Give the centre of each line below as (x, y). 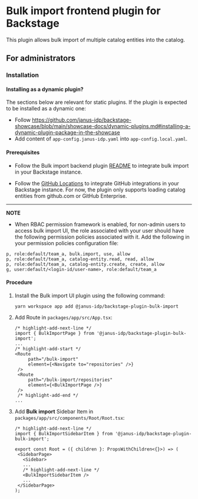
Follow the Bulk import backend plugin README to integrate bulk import (102, 165)
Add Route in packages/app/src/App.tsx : (64, 317)
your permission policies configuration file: (67, 243)
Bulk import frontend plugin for (83, 11)
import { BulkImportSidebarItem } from (64, 433)
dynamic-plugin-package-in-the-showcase (67, 133)
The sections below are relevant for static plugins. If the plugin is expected (97, 102)
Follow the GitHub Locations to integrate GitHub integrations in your (97, 183)
